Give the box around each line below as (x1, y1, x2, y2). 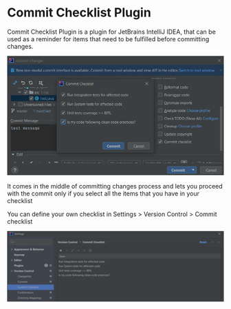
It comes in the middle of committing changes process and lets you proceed (7, 182, 223, 190)
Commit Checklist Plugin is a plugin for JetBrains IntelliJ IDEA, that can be (7, 28, 217, 36)
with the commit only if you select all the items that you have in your (7, 189, 200, 198)
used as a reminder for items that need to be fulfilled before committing (7, 34, 210, 43)
